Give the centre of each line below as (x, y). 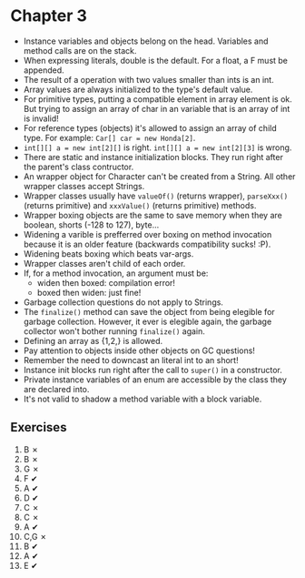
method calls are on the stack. (80, 50)
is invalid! (41, 118)
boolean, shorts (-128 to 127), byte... (91, 225)
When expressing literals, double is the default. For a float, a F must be (156, 60)
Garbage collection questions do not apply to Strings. (123, 302)
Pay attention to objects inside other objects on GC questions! (139, 350)
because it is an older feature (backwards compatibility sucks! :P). (147, 244)
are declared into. (56, 389)
